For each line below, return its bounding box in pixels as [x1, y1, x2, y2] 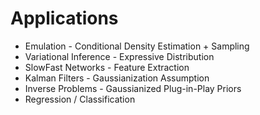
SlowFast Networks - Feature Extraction [24, 61, 190, 73]
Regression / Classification [24, 93, 136, 105]
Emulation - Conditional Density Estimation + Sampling [24, 40, 250, 52]
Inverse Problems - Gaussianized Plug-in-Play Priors [24, 82, 242, 94]
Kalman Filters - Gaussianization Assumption [24, 72, 210, 84]
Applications [10, 7, 119, 30]
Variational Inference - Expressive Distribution [24, 50, 215, 62]
